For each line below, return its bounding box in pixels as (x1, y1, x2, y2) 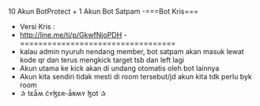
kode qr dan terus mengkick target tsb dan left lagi (19, 55, 184, 64)
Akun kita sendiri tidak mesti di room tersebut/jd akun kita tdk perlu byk (19, 72, 253, 81)
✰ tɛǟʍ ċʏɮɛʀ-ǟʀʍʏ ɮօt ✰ (19, 89, 107, 97)
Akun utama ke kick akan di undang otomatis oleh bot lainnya (19, 64, 220, 73)
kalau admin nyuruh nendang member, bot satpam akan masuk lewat (19, 47, 245, 56)
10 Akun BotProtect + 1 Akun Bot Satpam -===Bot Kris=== (8, 7, 199, 16)
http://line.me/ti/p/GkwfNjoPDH (19, 31, 122, 39)
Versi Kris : (19, 22, 55, 31)
